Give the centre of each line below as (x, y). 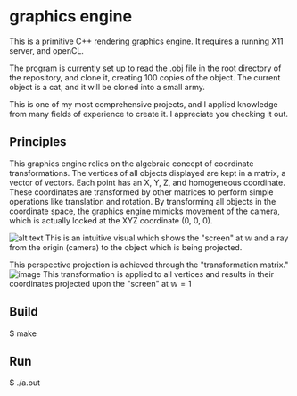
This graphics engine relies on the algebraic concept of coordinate (132, 164)
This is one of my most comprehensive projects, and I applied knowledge (144, 104)
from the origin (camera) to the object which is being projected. (126, 247)
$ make (23, 333)
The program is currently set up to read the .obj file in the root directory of (145, 68)
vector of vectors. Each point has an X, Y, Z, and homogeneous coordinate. (147, 182)
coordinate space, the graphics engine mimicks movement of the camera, (145, 211)
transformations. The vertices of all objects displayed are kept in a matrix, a (148, 173)
